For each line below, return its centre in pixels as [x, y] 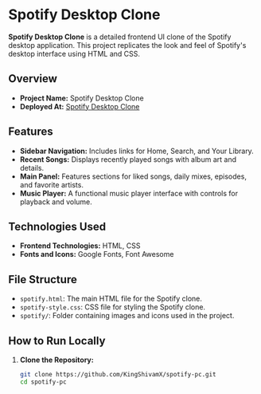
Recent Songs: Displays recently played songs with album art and [128, 159]
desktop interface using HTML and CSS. [74, 53]
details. [32, 167]
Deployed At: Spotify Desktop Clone [80, 106]
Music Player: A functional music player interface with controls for [129, 193]
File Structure [43, 280]
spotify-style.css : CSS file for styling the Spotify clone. [112, 307]
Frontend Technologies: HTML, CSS [80, 246]
